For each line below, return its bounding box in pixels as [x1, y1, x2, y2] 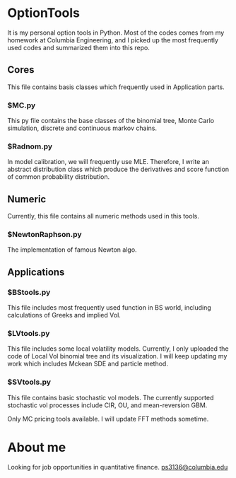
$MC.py [7, 100, 36, 110]
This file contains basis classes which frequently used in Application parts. [7, 83, 225, 91]
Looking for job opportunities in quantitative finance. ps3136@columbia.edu [7, 462, 228, 471]
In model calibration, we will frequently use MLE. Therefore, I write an [7, 158, 210, 166]
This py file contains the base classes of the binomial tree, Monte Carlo [7, 117, 214, 125]
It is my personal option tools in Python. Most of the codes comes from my [7, 28, 225, 37]
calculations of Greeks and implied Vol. [7, 311, 122, 320]
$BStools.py [7, 287, 51, 297]
